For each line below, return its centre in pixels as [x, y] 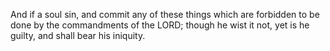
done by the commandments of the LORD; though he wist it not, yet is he [160, 25]
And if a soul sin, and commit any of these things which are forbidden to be [165, 14]
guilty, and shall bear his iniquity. [78, 35]
